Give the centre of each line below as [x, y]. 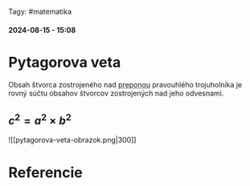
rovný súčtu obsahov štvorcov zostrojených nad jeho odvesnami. [116, 93]
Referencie [45, 172]
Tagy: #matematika [40, 12]
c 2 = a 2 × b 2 [40, 119]
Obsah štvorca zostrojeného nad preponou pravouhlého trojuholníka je [125, 84]
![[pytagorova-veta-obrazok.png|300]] [72, 140]
